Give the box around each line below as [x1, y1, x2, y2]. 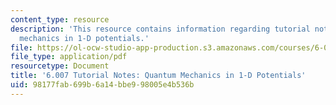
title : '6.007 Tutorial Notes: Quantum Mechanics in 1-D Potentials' [10, 71, 307, 81]
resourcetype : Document [10, 61, 110, 71]
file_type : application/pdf [10, 52, 128, 62]
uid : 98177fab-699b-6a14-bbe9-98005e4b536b [10, 80, 195, 90]
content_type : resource [10, 14, 110, 25]
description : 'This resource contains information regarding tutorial [10, 24, 311, 34]
